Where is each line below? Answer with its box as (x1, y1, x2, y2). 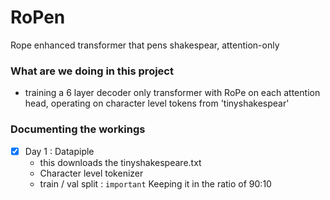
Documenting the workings (10, 122, 146, 136)
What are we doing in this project (10, 64, 174, 78)
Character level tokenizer (39, 167, 144, 179)
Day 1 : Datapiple (24, 145, 95, 157)
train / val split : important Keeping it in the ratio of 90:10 (39, 177, 272, 190)
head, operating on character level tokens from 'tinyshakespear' (24, 97, 290, 110)
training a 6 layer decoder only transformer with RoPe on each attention (24, 87, 321, 99)
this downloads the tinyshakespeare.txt (39, 156, 202, 168)
